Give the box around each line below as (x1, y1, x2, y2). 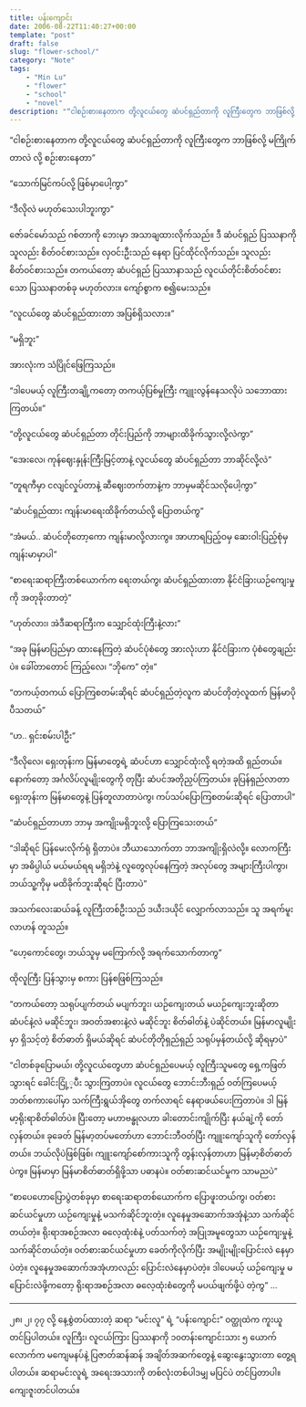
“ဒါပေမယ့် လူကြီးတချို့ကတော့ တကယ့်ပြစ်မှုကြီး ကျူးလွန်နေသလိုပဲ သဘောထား (9, 385, 288, 396)
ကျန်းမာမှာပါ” (9, 549, 57, 560)
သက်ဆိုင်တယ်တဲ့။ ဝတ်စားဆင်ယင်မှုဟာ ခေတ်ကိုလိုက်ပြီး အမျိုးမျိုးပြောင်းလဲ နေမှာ (9, 1244, 294, 1255)
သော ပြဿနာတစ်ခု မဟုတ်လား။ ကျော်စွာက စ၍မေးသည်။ (9, 282, 211, 293)
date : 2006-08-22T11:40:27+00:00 (9, 22, 137, 31)
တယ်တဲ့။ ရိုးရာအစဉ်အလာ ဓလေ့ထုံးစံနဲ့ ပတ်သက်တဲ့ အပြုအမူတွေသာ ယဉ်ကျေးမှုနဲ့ (9, 1227, 293, 1238)
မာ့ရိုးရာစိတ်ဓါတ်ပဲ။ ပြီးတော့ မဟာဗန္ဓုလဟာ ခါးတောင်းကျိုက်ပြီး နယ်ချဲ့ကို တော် (9, 1113, 284, 1124)
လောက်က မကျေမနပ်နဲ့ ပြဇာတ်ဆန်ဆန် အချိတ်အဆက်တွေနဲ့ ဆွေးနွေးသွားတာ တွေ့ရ (9, 1349, 297, 1360)
